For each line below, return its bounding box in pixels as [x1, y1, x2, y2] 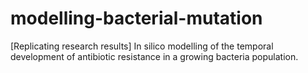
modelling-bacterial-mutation [10, 7, 263, 30]
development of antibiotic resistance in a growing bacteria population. [10, 50, 299, 62]
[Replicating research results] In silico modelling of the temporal [10, 40, 274, 52]
